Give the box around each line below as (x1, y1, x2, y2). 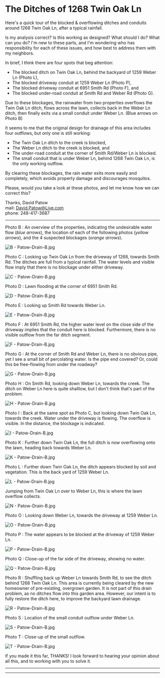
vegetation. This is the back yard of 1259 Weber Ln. (5, 469, 110, 475)
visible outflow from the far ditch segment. (5, 332, 91, 338)
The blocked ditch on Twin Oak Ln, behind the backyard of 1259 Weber (12, 69, 156, 75)
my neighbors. (5, 50, 34, 56)
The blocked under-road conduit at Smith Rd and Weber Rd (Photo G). (12, 90, 154, 96)
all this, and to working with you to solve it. (5, 658, 92, 664)
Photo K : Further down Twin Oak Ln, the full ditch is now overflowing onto (5, 439, 156, 445)
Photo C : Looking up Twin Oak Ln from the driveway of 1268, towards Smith (5, 253, 160, 259)
